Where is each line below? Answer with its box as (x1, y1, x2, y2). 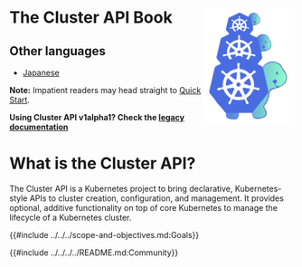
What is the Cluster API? (9, 153, 196, 174)
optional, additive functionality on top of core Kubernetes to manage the (9, 202, 278, 213)
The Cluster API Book (9, 7, 174, 28)
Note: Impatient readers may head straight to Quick (9, 85, 202, 95)
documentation (9, 121, 69, 132)
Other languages (9, 43, 107, 59)
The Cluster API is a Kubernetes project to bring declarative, (9, 183, 233, 194)
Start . (9, 94, 30, 105)
